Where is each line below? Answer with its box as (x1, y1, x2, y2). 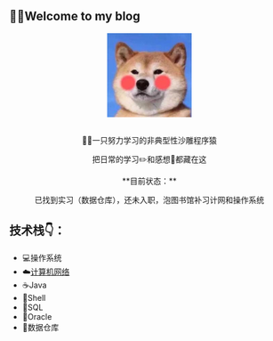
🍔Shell (21, 292, 46, 303)
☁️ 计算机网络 (21, 266, 70, 277)
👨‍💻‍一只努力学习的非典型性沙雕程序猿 (81, 135, 218, 145)
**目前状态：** (121, 175, 178, 186)
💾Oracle (21, 311, 52, 321)
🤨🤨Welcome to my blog (9, 9, 141, 24)
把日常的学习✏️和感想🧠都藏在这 (92, 154, 207, 165)
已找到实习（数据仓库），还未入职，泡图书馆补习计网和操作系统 (34, 195, 265, 205)
